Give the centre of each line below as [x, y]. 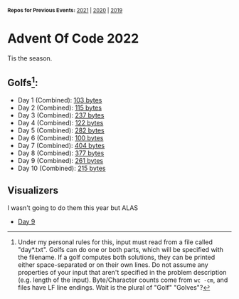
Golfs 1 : [23, 82]
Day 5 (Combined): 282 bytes [61, 130]
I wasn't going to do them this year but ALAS [73, 208]
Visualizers [33, 190]
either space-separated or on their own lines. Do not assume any [113, 264]
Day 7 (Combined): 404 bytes [61, 145]
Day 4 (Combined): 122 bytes [60, 122]
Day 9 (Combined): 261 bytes [60, 160]
